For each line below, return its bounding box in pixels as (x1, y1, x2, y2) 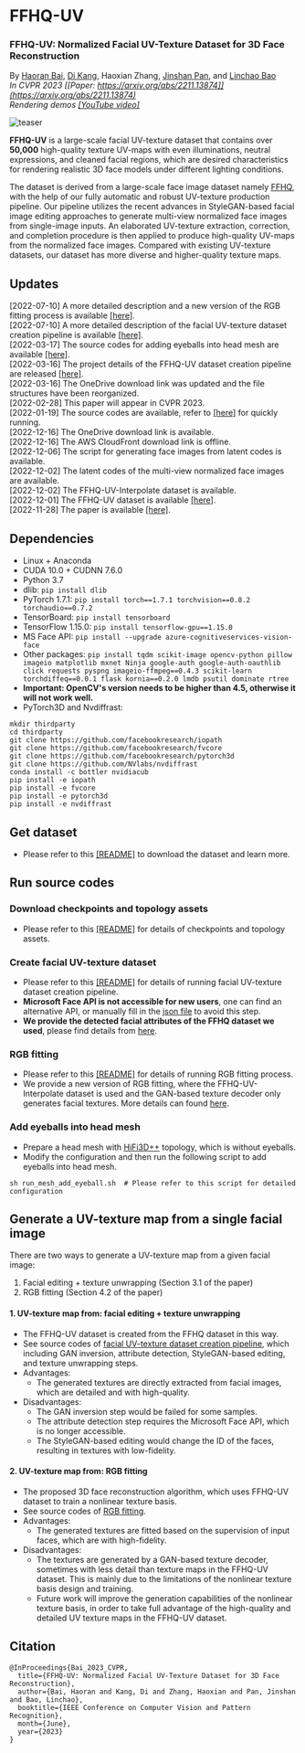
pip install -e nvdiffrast (9, 800, 112, 809)
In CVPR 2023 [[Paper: (9, 80, 96, 91)
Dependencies (9, 531, 94, 547)
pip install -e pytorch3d (9, 792, 108, 801)
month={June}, (17, 1719, 71, 1728)
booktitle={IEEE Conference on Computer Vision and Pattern (17, 1703, 251, 1712)
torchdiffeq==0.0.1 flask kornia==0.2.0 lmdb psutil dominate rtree (22, 675, 289, 684)
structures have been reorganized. (9, 388, 140, 398)
